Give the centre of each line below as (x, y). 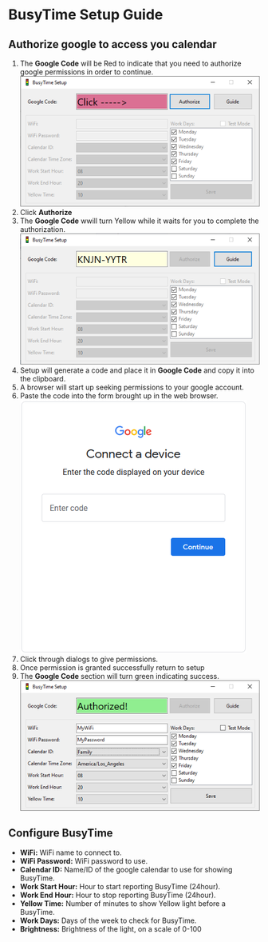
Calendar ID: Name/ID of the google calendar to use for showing (126, 869)
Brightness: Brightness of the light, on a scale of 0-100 (110, 928)
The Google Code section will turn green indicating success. (119, 676)
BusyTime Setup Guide (86, 15)
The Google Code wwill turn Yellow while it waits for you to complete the (139, 221)
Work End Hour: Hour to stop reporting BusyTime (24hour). (118, 895)
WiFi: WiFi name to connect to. (71, 852)
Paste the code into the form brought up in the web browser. (119, 395)
